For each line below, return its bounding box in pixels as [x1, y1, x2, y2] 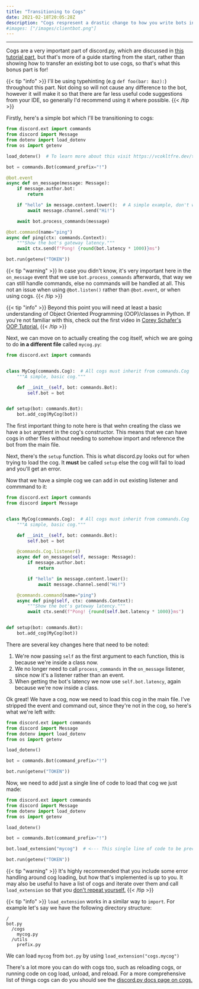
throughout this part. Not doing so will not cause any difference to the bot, [6, 84, 187, 91]
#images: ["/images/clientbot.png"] [6, 25, 97, 32]
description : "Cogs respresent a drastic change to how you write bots [6, 20, 187, 26]
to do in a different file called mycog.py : [6, 341, 102, 348]
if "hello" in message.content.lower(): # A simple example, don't [17, 202, 190, 208]
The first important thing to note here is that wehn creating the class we [6, 422, 181, 429]
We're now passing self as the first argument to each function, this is [14, 652, 185, 660]
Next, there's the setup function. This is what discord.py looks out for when [6, 453, 190, 460]
